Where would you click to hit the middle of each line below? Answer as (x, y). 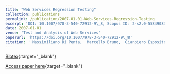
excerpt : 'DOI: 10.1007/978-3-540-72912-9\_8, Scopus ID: (68, 24)
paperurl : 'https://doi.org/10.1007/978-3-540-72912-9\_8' (69, 38)
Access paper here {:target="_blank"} (44, 66)
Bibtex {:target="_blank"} (31, 56)
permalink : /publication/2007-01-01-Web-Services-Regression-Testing (80, 19)
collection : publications (32, 14)
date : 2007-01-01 (24, 28)
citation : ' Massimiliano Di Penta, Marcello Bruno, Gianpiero (75, 42)
